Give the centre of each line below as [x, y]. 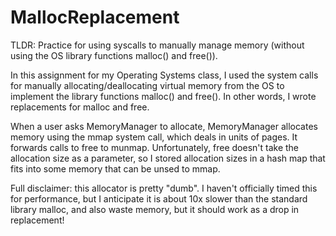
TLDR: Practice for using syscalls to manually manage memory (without [157, 45]
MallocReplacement [95, 17]
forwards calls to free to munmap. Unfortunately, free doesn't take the [155, 147]
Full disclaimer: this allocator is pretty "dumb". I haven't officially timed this [164, 188]
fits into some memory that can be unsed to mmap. [115, 168]
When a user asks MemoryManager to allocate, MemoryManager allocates [164, 126]
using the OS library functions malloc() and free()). [114, 55]
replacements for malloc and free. [80, 107]
